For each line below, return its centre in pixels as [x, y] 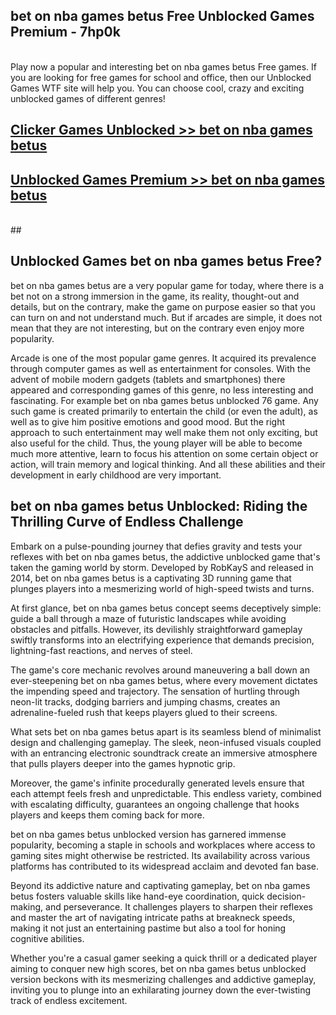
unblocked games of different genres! [88, 98]
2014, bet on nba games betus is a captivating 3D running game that [151, 578]
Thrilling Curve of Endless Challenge [127, 522]
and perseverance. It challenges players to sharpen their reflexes [179, 906]
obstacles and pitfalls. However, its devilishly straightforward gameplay [156, 629]
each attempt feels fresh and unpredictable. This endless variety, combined [166, 793]
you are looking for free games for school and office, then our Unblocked [161, 77]
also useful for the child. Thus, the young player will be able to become [156, 443]
